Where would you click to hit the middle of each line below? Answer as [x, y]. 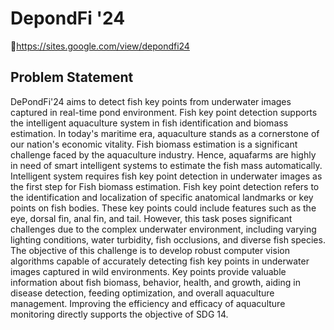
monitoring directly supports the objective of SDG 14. [119, 314]
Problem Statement [72, 77]
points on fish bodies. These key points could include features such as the [163, 208]
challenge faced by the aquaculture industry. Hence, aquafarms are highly [163, 154]
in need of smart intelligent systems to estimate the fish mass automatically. [166, 165]
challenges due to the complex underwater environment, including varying [163, 229]
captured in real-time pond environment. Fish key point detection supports [164, 112]
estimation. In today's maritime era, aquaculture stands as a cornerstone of [165, 133]
